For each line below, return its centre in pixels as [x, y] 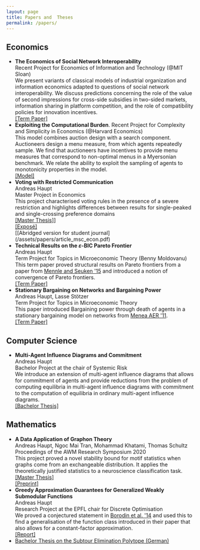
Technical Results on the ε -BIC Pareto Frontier [73, 246]
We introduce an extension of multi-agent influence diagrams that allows [104, 374]
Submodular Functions [44, 496]
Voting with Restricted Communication [64, 182]
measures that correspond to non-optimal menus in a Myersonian [96, 157]
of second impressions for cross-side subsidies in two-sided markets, [101, 100]
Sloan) [23, 74]
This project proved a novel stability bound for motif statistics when [98, 458]
